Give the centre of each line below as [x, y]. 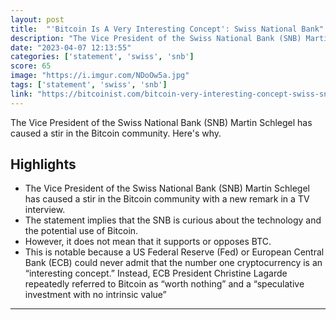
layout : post [37, 19]
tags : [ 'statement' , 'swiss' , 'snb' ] [89, 85]
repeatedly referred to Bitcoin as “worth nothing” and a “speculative [164, 284]
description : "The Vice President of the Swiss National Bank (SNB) [156, 38]
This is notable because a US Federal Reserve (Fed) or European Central [174, 252]
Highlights [43, 164]
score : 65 [31, 66]
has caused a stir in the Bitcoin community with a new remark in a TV [167, 199]
